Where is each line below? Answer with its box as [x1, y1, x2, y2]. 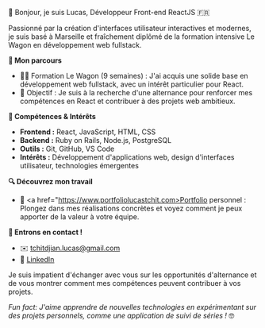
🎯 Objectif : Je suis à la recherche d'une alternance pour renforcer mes [19, 88, 253, 97]
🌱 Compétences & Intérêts [8, 112, 97, 121]
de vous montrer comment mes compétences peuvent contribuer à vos [8, 279, 241, 287]
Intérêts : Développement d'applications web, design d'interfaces [19, 152, 235, 162]
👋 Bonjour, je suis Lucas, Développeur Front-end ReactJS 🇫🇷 [8, 8, 210, 17]
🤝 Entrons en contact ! [8, 227, 83, 237]
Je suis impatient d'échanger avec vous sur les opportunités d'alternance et [8, 270, 257, 280]
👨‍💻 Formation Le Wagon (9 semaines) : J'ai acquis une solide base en [19, 71, 248, 80]
